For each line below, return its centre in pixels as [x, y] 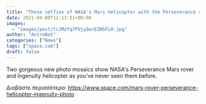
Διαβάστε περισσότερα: [36, 87]
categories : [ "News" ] [34, 40]
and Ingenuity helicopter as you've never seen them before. [82, 76]
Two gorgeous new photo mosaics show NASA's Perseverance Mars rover [100, 69]
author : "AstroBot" [31, 35]
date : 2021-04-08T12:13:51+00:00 [49, 18]
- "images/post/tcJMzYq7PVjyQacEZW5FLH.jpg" [70, 29]
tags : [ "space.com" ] [33, 46]
